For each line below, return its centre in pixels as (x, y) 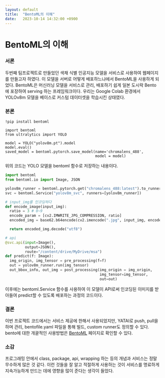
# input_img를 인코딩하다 (28, 202)
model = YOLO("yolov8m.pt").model (41, 143)
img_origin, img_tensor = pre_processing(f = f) (58, 261)
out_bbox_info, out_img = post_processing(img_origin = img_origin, (81, 270)
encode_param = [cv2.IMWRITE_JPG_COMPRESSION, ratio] (66, 216)
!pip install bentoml (27, 122)
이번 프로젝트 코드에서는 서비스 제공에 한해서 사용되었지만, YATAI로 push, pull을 (82, 321)
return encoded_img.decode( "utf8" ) (46, 229)
